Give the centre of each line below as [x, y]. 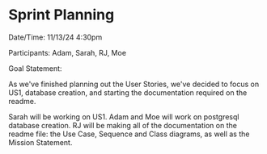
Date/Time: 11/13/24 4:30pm [55, 37]
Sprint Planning [61, 15]
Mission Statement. [40, 142]
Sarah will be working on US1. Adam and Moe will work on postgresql [124, 117]
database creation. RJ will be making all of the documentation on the [123, 125]
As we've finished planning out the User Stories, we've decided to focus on [134, 84]
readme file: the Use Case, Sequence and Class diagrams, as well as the [129, 134]
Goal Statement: [35, 68]
